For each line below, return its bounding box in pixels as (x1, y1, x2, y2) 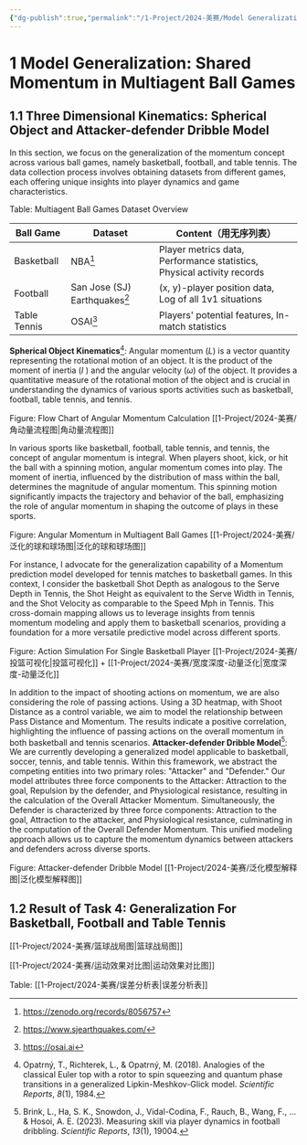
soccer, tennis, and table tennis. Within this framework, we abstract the (9, 756, 278, 768)
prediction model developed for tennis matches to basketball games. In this (9, 568, 292, 579)
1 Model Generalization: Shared (9, 52, 251, 73)
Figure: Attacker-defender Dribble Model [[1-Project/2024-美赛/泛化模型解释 (9, 863, 298, 874)
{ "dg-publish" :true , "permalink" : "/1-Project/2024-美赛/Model (9, 13, 245, 23)
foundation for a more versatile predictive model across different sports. (9, 627, 281, 638)
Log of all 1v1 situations (158, 293, 263, 306)
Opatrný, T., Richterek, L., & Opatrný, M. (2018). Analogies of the (22, 1059, 265, 1070)
